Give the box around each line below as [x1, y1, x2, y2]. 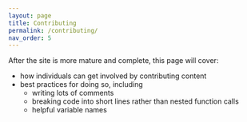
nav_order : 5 [8, 33, 52, 42]
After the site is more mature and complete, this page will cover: [8, 56, 219, 65]
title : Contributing [8, 19, 78, 27]
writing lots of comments [31, 89, 114, 98]
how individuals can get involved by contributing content [19, 71, 207, 81]
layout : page [8, 11, 52, 20]
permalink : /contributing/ [8, 26, 98, 34]
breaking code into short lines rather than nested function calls [31, 96, 240, 106]
